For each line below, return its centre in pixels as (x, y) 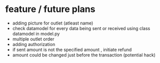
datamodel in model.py (36, 33)
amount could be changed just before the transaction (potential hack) (84, 55)
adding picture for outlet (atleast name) (53, 23)
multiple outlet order (33, 39)
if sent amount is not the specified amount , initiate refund (72, 49)
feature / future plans (50, 9)
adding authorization (34, 44)
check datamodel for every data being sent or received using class (81, 28)
